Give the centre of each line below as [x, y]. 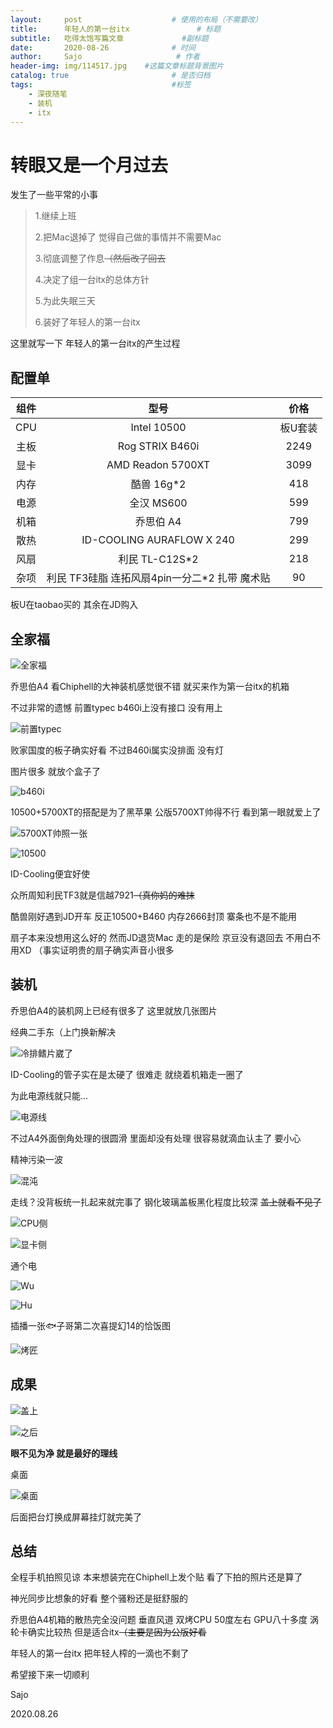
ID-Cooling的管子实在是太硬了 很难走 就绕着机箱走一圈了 [127, 1074]
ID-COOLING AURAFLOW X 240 [158, 540]
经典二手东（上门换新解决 [63, 1032]
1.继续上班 [55, 216]
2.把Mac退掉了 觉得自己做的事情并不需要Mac [128, 237]
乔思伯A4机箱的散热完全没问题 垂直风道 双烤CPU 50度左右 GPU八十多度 [159, 1620]
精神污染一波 [36, 1159]
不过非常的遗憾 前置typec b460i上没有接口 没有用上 [116, 707]
